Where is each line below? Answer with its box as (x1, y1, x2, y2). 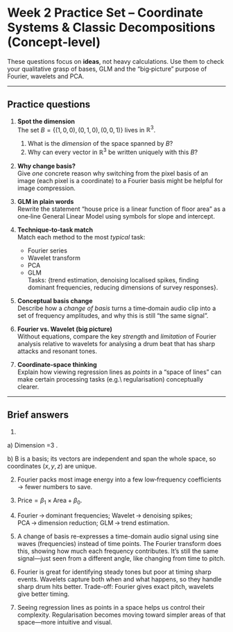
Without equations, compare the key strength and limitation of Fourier (17, 332, 216, 341)
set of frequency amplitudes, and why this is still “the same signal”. (17, 311, 209, 320)
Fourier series (27, 246, 68, 255)
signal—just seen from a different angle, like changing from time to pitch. (17, 554, 225, 563)
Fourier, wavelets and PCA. (7, 71, 85, 80)
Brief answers (7, 409, 69, 421)
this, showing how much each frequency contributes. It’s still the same (17, 547, 219, 555)
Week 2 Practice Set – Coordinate (7, 5, 203, 21)
